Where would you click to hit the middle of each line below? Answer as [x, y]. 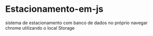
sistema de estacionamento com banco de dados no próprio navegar [76, 23]
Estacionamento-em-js [54, 9]
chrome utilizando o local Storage [40, 28]
